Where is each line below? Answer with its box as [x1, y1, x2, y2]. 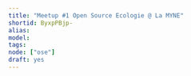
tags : [8, 41, 26, 49]
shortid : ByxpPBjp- [8, 19, 74, 27]
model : [8, 33, 30, 42]
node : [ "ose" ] [8, 48, 56, 56]
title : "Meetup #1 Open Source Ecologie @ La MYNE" [8, 11, 184, 20]
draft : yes [8, 56, 45, 64]
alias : [8, 26, 30, 34]
